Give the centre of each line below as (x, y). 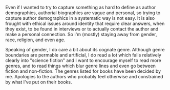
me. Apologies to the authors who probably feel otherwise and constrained (84, 77)
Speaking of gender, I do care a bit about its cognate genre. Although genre (85, 50)
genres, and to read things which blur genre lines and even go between (81, 66)
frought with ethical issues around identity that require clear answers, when (85, 23)
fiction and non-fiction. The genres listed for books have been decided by (83, 71)
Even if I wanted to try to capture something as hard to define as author (81, 7)
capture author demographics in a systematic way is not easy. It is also (80, 18)
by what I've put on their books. (39, 82)
